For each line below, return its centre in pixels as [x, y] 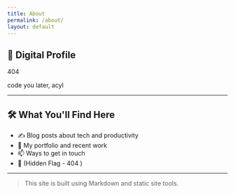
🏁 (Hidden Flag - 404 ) [50, 163]
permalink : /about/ [36, 20]
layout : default [31, 27]
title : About [26, 14]
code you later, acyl [36, 85]
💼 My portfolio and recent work [62, 145]
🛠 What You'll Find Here [61, 115]
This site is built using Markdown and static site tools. [101, 183]
